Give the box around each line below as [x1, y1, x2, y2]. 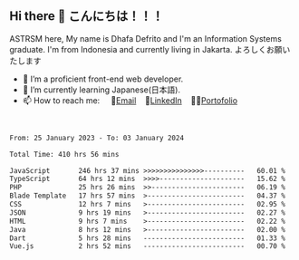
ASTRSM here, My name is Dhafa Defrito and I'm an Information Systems [9, 33, 283, 43]
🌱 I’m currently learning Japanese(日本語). [22, 84, 181, 95]
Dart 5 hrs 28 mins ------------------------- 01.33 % [9, 234, 285, 243]
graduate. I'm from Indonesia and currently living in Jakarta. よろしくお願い [9, 43, 291, 54]
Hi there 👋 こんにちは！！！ [9, 8, 164, 24]
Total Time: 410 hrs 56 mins [9, 149, 120, 159]
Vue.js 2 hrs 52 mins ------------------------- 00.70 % [9, 242, 285, 251]
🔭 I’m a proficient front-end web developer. [22, 73, 184, 84]
